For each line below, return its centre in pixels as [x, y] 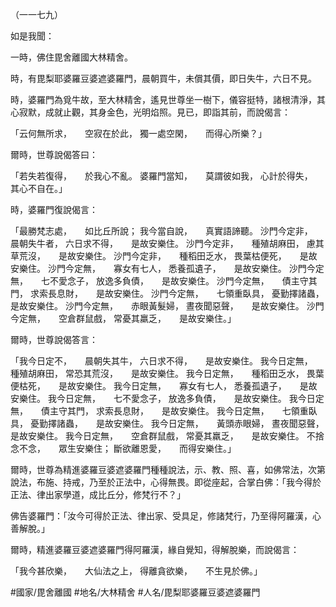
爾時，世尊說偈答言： [54, 339]
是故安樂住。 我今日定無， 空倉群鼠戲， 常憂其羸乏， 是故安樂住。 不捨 [167, 436]
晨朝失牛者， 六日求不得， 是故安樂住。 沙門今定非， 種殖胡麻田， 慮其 [167, 243]
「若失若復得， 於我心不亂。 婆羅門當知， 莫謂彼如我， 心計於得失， [159, 176]
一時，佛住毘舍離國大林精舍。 [71, 57]
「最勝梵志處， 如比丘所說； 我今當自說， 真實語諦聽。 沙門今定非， [159, 231]
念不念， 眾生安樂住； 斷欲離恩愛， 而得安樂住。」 [123, 448]
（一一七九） [36, 14]
